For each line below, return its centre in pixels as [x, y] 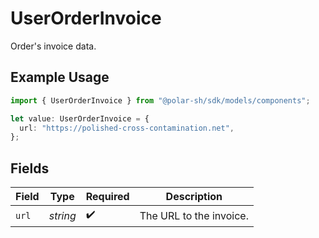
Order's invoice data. [53, 46]
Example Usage [60, 77]
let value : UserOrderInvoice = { [80, 118]
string [62, 215]
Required [107, 197]
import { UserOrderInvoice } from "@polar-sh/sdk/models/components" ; [160, 100]
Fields [30, 168]
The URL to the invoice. [194, 215]
